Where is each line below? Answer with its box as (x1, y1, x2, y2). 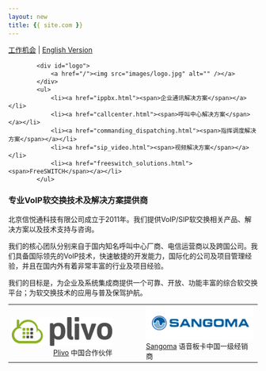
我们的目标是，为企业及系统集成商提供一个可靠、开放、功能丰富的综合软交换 (8, 277, 258, 287)
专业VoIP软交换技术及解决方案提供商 (8, 195, 148, 206)
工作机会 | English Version (8, 44, 93, 55)
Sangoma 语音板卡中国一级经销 (146, 341, 249, 350)
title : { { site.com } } (8, 21, 83, 29)
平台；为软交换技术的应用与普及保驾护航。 (8, 288, 147, 297)
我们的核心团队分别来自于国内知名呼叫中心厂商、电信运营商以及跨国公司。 (8, 241, 251, 251)
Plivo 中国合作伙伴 (52, 348, 113, 358)
